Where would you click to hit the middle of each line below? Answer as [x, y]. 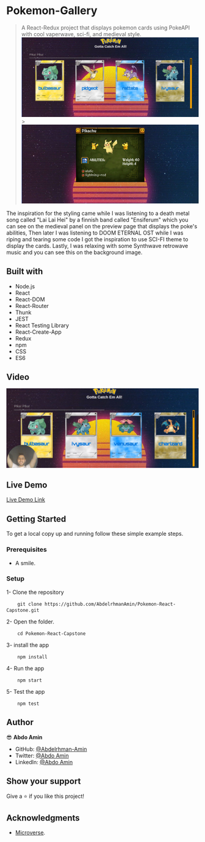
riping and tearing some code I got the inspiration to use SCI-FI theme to [97, 239]
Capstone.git [23, 610]
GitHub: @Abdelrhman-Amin [51, 749]
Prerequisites [27, 550]
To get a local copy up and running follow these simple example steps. [95, 534]
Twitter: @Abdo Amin [42, 755]
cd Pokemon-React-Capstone [52, 633]
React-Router [32, 306]
